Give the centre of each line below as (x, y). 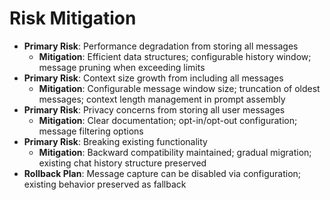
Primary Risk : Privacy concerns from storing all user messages (154, 109)
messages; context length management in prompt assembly (162, 99)
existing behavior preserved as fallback (105, 184)
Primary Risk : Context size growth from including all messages (153, 78)
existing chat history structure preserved (122, 163)
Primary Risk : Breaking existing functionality (115, 141)
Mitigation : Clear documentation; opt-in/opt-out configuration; (168, 120)
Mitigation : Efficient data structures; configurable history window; (175, 56)
